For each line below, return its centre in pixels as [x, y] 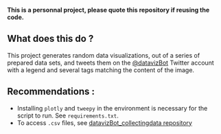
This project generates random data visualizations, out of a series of [104, 55]
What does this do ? [50, 39]
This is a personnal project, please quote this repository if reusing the [108, 10]
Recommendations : [51, 92]
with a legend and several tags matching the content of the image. [101, 70]
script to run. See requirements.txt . [68, 115]
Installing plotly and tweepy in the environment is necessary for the [112, 108]
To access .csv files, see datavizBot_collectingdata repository [104, 122]
